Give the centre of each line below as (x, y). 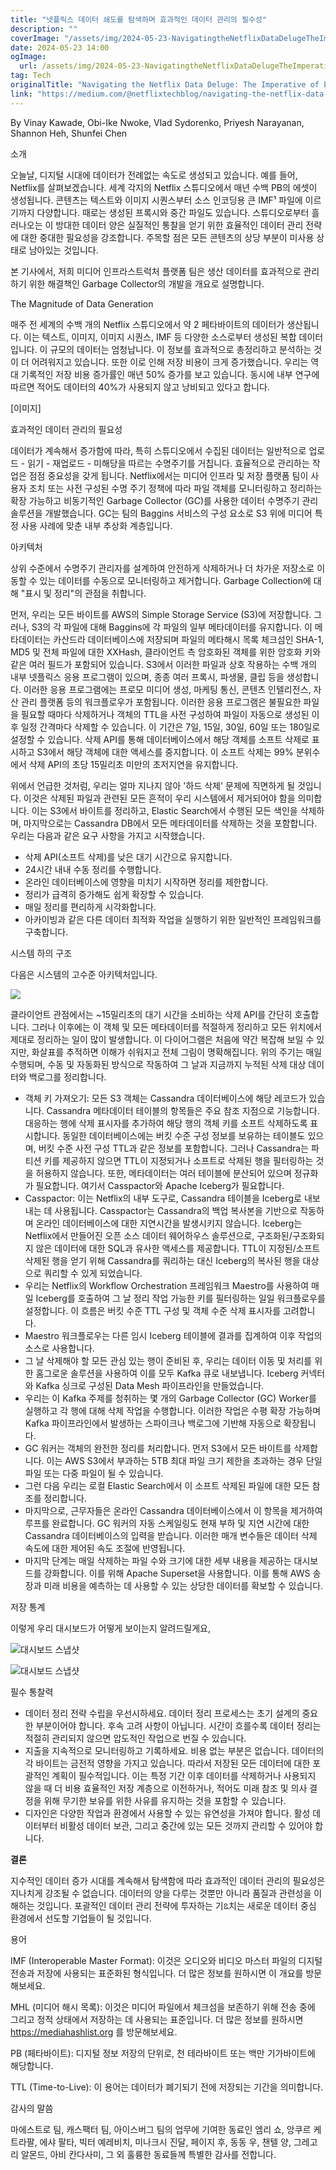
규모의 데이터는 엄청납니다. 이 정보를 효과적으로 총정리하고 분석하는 (180, 349)
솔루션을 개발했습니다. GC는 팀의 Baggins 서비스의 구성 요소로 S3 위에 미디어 (161, 513)
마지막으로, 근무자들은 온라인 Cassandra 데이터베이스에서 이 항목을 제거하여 (173, 1510)
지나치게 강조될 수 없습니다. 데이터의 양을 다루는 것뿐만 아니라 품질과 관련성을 (161, 1893)
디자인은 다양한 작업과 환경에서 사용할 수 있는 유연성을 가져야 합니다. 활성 (167, 1813)
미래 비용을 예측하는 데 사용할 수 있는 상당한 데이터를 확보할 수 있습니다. (183, 1585)
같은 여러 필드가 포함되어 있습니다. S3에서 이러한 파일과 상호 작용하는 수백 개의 (164, 664)
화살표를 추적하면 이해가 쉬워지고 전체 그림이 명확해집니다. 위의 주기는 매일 (177, 1052)
